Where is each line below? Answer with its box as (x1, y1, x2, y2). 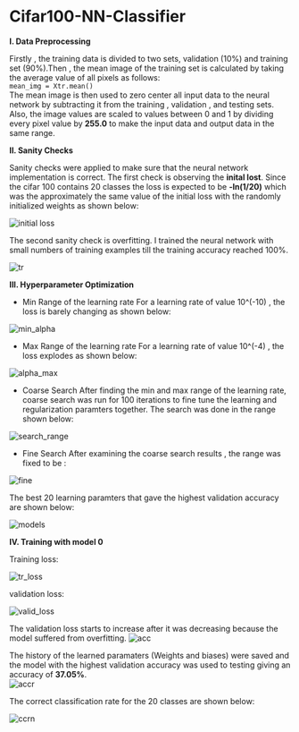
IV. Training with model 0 (9, 536, 104, 547)
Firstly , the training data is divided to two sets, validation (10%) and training (9, 53, 288, 64)
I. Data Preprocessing (9, 36, 91, 47)
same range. (9, 127, 55, 138)
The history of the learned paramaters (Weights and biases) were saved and (9, 650, 290, 660)
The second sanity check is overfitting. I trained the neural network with (9, 234, 274, 245)
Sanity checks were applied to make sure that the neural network (9, 162, 249, 173)
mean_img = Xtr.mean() (9, 81, 94, 90)
